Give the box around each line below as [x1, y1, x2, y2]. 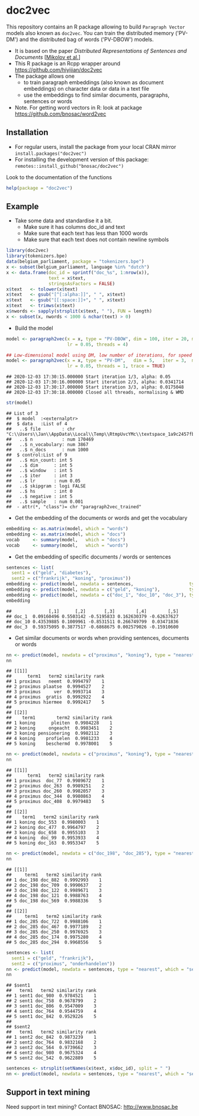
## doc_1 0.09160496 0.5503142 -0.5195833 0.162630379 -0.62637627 [6, 613, 179, 620]
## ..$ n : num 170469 [6, 436, 94, 442]
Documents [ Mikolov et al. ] [14, 53, 81, 60]
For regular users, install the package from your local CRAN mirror [14, 143, 176, 150]
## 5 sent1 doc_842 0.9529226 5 [6, 1013, 97, 1020]
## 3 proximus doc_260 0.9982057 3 [6, 788, 105, 795]
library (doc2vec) [6, 247, 49, 254]
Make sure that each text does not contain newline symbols [23, 236, 169, 243]
